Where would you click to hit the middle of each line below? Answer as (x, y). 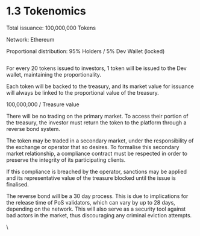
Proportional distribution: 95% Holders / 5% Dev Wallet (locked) (86, 51)
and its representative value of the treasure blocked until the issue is (91, 178)
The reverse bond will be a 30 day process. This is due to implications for (97, 196)
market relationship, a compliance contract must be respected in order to (97, 153)
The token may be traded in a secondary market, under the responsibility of (100, 141)
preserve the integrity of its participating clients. (66, 160)
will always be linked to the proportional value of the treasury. (83, 92)
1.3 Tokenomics (46, 11)
